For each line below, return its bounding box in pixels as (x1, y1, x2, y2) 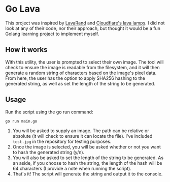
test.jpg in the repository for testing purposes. (12, 138, 112, 145)
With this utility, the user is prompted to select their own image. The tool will (5, 59, 164, 65)
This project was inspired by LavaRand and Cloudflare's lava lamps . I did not (5, 20, 165, 26)
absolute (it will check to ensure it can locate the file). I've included (12, 133, 153, 139)
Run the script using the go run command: (5, 109, 93, 115)
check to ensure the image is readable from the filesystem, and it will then (5, 64, 160, 70)
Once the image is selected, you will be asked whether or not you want (12, 144, 161, 150)
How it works (5, 45, 48, 54)
